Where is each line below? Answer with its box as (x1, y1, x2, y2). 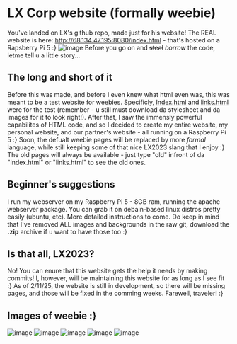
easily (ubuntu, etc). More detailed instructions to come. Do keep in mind (7, 212, 220, 221)
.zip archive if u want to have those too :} (7, 227, 127, 236)
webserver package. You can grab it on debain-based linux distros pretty (7, 205, 221, 213)
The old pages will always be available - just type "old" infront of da (7, 150, 205, 159)
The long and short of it (7, 71, 112, 84)
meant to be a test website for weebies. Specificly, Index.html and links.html (7, 98, 229, 106)
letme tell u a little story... (7, 51, 81, 59)
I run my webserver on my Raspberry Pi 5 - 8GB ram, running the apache (7, 197, 221, 206)
